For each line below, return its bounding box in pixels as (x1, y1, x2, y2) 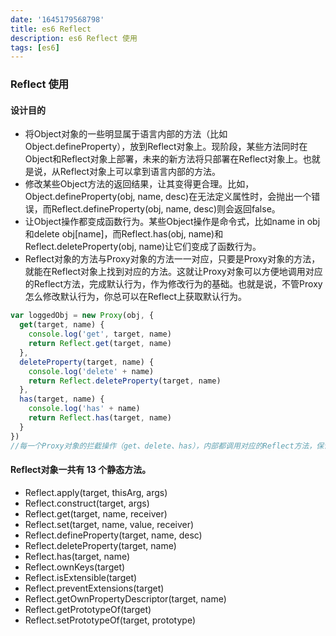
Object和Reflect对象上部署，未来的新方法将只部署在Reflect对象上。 (24, 153, 303, 165)
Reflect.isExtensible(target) (24, 571, 138, 583)
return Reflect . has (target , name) (28, 413, 172, 423)
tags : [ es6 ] (10, 42, 60, 53)
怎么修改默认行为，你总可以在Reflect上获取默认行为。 (24, 291, 248, 303)
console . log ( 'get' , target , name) (28, 329, 172, 340)
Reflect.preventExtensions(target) (24, 582, 165, 594)
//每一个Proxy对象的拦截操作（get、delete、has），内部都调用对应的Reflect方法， (10, 441, 317, 451)
